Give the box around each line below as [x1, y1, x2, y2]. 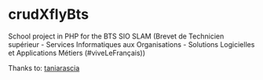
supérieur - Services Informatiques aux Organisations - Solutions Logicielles [8, 39, 255, 49]
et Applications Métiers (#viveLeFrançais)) [8, 48, 146, 57]
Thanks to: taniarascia [8, 63, 80, 72]
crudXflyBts [8, 5, 89, 24]
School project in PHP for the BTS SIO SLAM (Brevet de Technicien [8, 31, 225, 41]
